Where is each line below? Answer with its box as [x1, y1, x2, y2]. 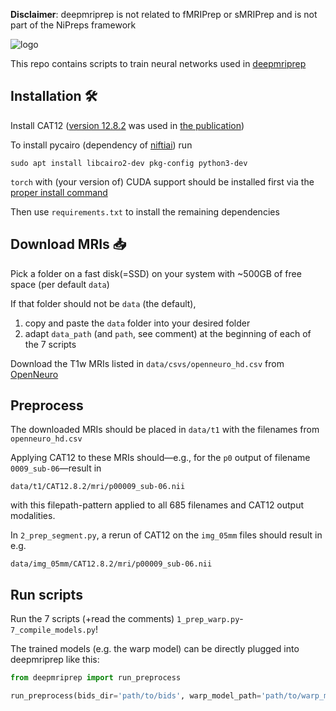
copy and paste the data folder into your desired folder [24, 317, 251, 329]
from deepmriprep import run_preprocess [10, 673, 182, 683]
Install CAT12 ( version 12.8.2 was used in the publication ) [10, 119, 245, 131]
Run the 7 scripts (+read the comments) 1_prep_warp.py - [10, 613, 244, 625]
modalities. [10, 510, 56, 522]
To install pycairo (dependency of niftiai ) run [10, 139, 193, 151]
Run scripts [10, 586, 83, 603]
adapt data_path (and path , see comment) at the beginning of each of [24, 327, 312, 339]
